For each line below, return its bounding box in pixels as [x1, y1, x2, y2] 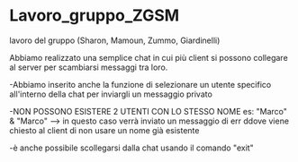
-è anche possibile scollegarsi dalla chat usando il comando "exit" [9, 142, 254, 153]
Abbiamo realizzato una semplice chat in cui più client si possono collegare [9, 52, 288, 63]
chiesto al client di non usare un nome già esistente [9, 124, 200, 135]
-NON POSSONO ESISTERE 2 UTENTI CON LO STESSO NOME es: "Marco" [9, 106, 288, 116]
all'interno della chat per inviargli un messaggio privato [9, 89, 213, 99]
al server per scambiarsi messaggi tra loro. [9, 62, 168, 72]
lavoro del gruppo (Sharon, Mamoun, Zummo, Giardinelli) [9, 35, 221, 46]
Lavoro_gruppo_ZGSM [9, 5, 180, 26]
